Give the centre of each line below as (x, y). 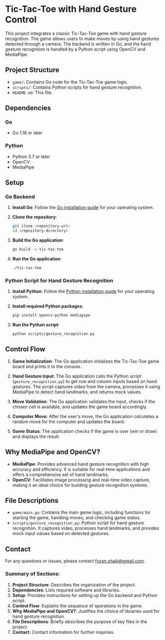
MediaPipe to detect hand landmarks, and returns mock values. (77, 392)
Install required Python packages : (48, 306)
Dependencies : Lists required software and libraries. (66, 590)
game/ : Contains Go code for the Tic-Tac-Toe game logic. (70, 82)
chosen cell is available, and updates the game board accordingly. (80, 407)
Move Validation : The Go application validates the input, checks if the (83, 401)
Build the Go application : (38, 240)
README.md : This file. (32, 92)
